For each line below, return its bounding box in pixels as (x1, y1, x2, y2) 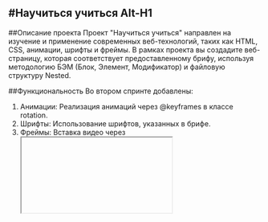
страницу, (8, 53, 43, 63)
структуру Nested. (8, 70, 71, 80)
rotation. (19, 110, 48, 120)
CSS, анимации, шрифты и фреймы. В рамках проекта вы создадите (8, 44, 243, 55)
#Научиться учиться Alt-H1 (8, 6, 152, 20)
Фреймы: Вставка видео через (19, 127, 126, 137)
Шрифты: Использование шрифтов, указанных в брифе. (19, 118, 211, 128)
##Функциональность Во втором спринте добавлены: (8, 86, 194, 96)
